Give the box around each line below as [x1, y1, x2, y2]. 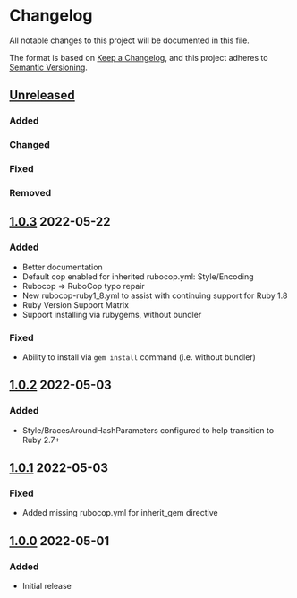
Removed [9, 187, 52, 200]
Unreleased [9, 88, 76, 103]
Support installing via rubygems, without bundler [21, 309, 202, 320]
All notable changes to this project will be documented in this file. [9, 35, 250, 46]
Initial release [21, 581, 72, 592]
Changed [9, 139, 51, 151]
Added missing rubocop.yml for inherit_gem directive [21, 508, 218, 518]
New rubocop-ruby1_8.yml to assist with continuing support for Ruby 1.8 [21, 290, 288, 301]
